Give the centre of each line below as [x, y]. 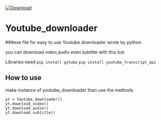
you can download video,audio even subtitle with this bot [65, 52]
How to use [23, 78]
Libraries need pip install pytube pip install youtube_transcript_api [81, 62]
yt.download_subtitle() [30, 112]
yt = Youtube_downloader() [34, 99]
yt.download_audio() [27, 108]
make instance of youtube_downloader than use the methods [69, 90]
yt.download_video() [27, 104]
